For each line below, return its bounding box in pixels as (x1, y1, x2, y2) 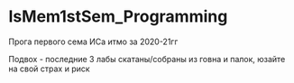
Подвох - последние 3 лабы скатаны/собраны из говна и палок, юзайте (8, 53, 286, 64)
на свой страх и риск (8, 63, 91, 74)
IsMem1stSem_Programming (8, 6, 228, 27)
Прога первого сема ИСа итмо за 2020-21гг (8, 36, 179, 47)
